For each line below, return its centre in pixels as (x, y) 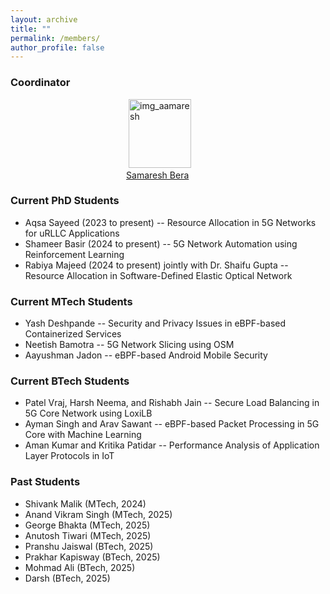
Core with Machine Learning (83, 435)
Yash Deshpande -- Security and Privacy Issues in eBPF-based (155, 323)
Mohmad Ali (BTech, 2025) (80, 567)
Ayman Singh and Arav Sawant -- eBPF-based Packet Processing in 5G (172, 424)
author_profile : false (57, 47)
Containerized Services (73, 334)
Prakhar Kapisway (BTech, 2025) (92, 557)
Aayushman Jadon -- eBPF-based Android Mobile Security (146, 355)
